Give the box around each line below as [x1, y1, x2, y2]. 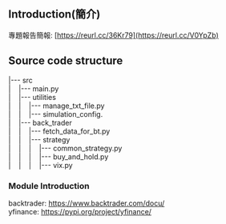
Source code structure [8, 54, 123, 68]
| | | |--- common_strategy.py [8, 143, 123, 153]
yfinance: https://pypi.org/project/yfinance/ [8, 206, 152, 216]
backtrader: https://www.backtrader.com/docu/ [8, 198, 165, 208]
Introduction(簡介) [8, 7, 101, 22]
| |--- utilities [8, 92, 56, 102]
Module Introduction [8, 180, 90, 191]
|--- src [8, 75, 34, 85]
